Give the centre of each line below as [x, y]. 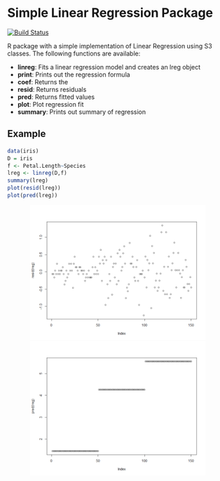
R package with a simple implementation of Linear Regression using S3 [110, 46]
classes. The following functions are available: [74, 53]
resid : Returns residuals [52, 89]
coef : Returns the [43, 81]
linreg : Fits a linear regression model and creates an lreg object [109, 67]
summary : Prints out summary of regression [82, 112]
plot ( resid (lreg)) [34, 188]
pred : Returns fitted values [56, 97]
